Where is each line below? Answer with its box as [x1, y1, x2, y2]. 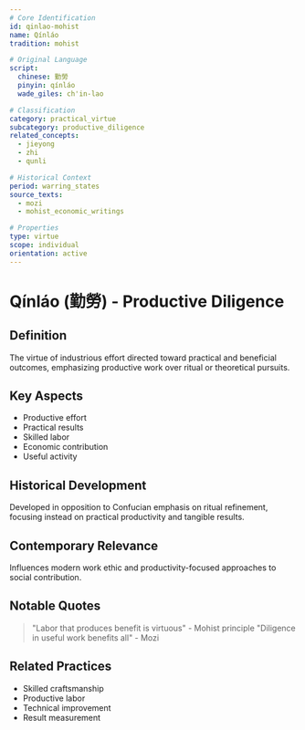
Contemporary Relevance [9, 537, 159, 553]
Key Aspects [9, 389, 84, 404]
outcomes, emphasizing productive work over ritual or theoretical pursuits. [9, 361, 290, 372]
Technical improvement [22, 702, 111, 713]
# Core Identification [9, 13, 96, 23]
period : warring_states [9, 182, 100, 191]
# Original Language [9, 56, 89, 65]
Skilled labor [22, 432, 70, 443]
